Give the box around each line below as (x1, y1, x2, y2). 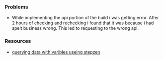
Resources (4, 38, 31, 45)
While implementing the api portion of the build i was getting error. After (11, 15, 160, 21)
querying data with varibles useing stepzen (11, 49, 100, 55)
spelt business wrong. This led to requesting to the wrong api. (11, 25, 139, 31)
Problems (4, 3, 28, 10)
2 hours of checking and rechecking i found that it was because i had (11, 20, 154, 26)
